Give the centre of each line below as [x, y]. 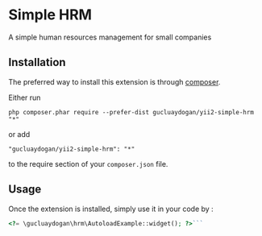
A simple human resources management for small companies [110, 37]
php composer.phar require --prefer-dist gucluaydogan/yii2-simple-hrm [131, 112]
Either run [25, 97]
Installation [37, 62]
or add [19, 134]
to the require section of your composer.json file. [88, 164]
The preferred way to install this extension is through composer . [114, 81]
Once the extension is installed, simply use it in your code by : [111, 209]
